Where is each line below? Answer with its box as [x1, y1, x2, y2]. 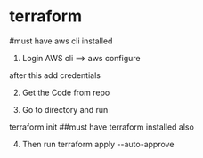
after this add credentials [9, 69, 101, 81]
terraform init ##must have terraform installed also [9, 122, 194, 132]
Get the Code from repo [21, 87, 110, 98]
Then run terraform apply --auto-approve [21, 138, 175, 149]
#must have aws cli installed [9, 36, 113, 46]
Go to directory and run [21, 104, 109, 115]
